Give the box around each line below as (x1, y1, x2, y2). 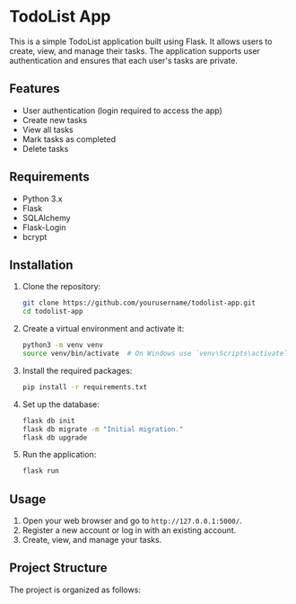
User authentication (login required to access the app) (22, 105, 222, 116)
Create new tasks (22, 114, 88, 125)
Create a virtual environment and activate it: (22, 324, 185, 334)
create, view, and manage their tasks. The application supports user (9, 45, 260, 56)
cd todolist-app (22, 307, 83, 316)
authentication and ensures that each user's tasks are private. (9, 55, 239, 66)
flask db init (22, 416, 75, 425)
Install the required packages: (22, 365, 133, 376)
